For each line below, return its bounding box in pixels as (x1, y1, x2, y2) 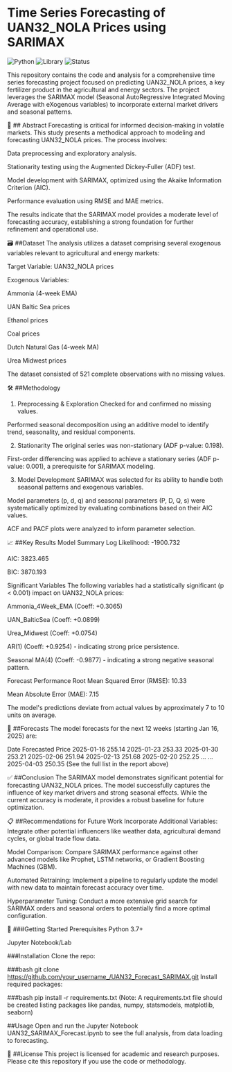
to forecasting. (7, 1036, 49, 1044)
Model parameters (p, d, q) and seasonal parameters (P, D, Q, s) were (7, 496, 206, 504)
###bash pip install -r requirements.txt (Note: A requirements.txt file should (7, 993, 223, 1001)
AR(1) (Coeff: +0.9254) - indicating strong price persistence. (7, 642, 180, 650)
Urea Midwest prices (7, 356, 67, 365)
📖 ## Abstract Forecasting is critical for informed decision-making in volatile (7, 121, 224, 129)
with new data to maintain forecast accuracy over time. (7, 883, 164, 892)
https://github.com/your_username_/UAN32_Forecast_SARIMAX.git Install (7, 972, 217, 980)
